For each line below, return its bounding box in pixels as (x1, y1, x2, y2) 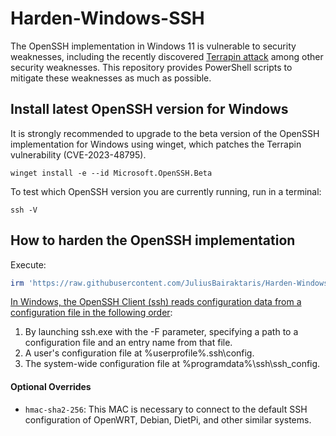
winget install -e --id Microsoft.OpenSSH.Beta (10, 168, 213, 178)
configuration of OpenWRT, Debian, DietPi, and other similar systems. (24, 413, 312, 426)
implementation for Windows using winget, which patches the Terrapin (10, 138, 302, 150)
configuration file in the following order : (10, 307, 173, 319)
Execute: (10, 258, 47, 271)
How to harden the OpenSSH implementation (10, 232, 296, 249)
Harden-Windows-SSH (10, 7, 205, 30)
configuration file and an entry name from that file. (24, 337, 233, 349)
